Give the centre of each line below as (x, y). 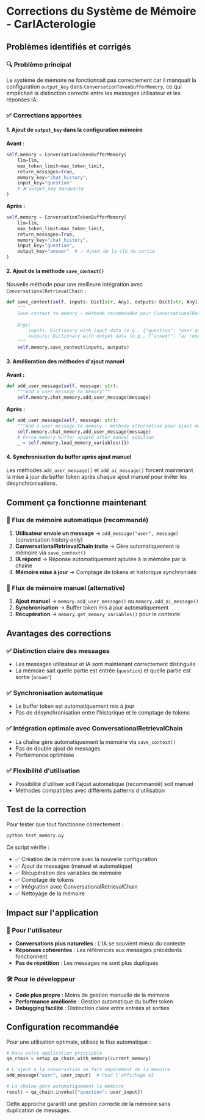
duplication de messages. (39, 1110)
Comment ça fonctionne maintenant (76, 502)
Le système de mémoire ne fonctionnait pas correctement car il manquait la (101, 80)
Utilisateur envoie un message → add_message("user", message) (97, 533)
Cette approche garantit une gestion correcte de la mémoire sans (88, 1104)
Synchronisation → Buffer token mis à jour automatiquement (92, 608)
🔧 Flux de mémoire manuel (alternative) (66, 588)
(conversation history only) (49, 540)
